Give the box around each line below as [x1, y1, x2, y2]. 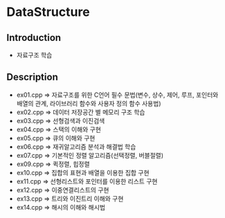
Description [6, 71, 58, 83]
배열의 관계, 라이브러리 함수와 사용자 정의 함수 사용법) [16, 99, 161, 107]
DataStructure [6, 4, 91, 20]
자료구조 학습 [16, 51, 53, 59]
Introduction [6, 32, 62, 44]
